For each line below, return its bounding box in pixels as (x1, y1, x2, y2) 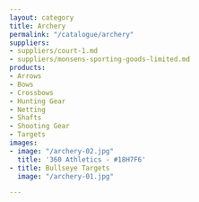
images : (9, 138, 39, 147)
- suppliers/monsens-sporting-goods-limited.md (9, 55, 191, 64)
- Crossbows (9, 88, 54, 97)
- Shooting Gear (9, 122, 70, 131)
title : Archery (9, 22, 66, 31)
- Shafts (9, 113, 42, 122)
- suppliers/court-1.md (9, 47, 99, 56)
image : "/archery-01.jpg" (17, 171, 115, 180)
